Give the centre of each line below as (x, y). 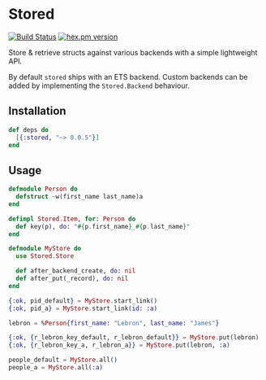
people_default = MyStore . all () (63, 360)
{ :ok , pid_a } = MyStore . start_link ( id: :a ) (83, 308)
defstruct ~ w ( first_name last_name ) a (79, 197)
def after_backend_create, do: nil (76, 271)
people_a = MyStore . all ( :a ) (56, 368)
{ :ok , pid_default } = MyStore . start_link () (83, 301)
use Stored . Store (45, 256)
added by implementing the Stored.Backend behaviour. (99, 85)
